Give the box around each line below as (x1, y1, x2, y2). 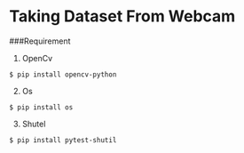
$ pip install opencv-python (9, 69, 117, 79)
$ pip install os (9, 102, 74, 112)
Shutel (21, 118, 46, 129)
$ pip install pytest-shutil (9, 135, 117, 144)
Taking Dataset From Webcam (9, 6, 236, 27)
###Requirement (9, 36, 71, 46)
